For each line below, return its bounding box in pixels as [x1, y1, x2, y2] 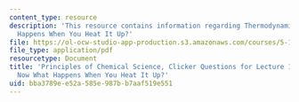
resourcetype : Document [9, 54, 98, 63]
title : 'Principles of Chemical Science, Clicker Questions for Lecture [9, 63, 285, 72]
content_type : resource [9, 12, 98, 22]
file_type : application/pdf [9, 46, 114, 55]
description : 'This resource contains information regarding [9, 21, 241, 30]
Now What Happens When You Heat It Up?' [17, 71, 169, 80]
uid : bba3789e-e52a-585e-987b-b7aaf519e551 [9, 79, 174, 88]
